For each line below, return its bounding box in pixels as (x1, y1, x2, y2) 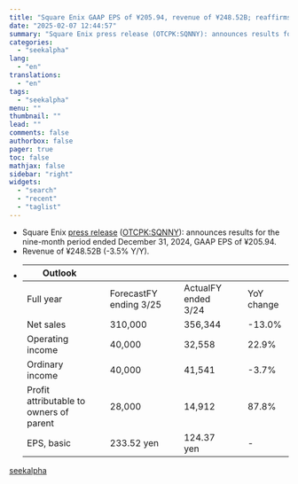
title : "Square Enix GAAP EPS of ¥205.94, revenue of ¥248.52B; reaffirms (9, 12, 292, 22)
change (247, 298, 279, 310)
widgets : (9, 178, 42, 187)
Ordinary (26, 358, 64, 371)
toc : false (9, 152, 50, 162)
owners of (26, 405, 69, 418)
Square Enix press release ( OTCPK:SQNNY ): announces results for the (21, 227, 280, 238)
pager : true (9, 144, 53, 153)
